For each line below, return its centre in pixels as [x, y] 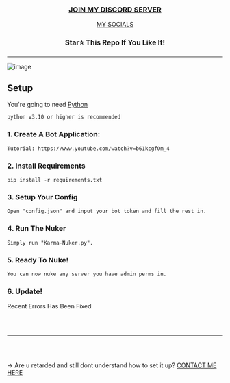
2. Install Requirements [46, 166]
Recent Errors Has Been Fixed [49, 306]
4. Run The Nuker [37, 229]
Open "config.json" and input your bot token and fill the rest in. [107, 211]
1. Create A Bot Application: [54, 134]
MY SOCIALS [115, 25]
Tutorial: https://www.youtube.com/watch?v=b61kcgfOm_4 [88, 149]
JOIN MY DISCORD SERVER [115, 10]
